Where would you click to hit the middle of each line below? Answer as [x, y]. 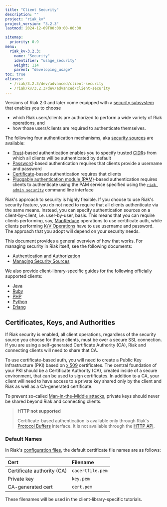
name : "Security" [32, 56]
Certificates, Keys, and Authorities [60, 323]
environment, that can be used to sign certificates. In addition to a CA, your [82, 376]
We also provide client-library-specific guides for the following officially [79, 271]
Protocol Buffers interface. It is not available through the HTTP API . [86, 426]
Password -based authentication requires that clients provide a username [87, 163]
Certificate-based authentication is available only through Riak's [83, 421]
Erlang [19, 307]
